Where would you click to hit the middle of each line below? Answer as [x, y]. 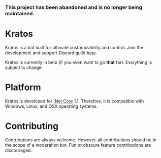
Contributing [32, 126]
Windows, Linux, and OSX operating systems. [51, 106]
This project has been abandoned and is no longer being [74, 7]
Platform [23, 87]
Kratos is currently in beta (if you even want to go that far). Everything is [79, 62]
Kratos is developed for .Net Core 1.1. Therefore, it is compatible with [75, 101]
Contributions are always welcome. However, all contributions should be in [81, 140]
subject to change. [24, 67]
